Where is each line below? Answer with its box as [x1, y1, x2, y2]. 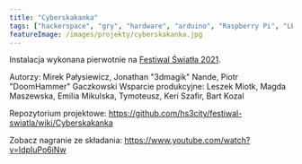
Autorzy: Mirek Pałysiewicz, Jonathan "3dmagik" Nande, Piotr [9, 72, 239, 82]
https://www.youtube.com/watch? [124, 135, 251, 146]
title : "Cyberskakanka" [9, 13, 99, 22]
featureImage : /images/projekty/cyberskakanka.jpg [9, 30, 203, 39]
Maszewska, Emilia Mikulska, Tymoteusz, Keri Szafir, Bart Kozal [9, 91, 244, 101]
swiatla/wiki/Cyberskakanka [9, 117, 114, 128]
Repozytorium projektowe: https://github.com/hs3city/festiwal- [9, 108, 243, 119]
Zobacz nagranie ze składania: [9, 135, 123, 146]
